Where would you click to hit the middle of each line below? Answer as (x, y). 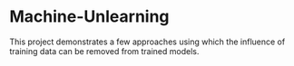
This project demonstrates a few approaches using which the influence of (147, 42)
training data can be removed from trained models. (104, 51)
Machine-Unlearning (89, 17)
